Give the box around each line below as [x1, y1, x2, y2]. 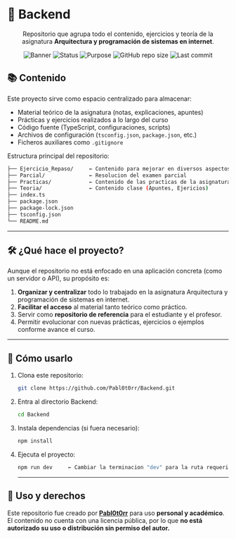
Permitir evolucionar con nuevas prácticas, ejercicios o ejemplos [17, 318, 205, 326]
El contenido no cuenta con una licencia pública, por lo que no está [7, 516, 202, 524]
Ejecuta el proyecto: [17, 450, 76, 459]
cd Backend [17, 411, 50, 419]
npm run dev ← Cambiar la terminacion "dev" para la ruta [17, 464, 204, 471]
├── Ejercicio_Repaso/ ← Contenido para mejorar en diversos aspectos [7, 165, 231, 172]
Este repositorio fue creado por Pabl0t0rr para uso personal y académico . [7, 509, 225, 517]
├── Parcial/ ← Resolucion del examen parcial [7, 172, 188, 179]
